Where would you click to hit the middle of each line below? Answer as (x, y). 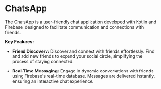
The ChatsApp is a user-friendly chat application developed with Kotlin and (81, 22)
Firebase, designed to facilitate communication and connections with (75, 27)
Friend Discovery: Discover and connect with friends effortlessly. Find (83, 51)
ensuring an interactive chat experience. (53, 81)
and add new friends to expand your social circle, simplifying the (77, 56)
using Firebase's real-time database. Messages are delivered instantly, (83, 76)
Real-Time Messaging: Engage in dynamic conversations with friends (83, 71)
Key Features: (20, 41)
